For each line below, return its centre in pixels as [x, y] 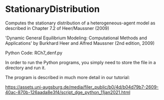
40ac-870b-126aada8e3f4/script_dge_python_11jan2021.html [68, 92]
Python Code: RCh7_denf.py [34, 53]
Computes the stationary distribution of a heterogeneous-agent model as [80, 23]
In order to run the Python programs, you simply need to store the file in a [81, 62]
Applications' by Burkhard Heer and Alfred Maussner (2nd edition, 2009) [80, 43]
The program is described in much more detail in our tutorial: [68, 77]
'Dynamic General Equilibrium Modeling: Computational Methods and [76, 38]
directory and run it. [25, 68]
